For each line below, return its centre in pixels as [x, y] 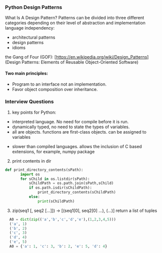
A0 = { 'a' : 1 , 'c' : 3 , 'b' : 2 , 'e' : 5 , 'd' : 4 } [58, 246]
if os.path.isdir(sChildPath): [60, 188]
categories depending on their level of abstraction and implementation [75, 23]
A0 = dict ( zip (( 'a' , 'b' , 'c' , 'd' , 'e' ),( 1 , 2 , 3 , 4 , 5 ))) [63, 219]
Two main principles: [27, 73]
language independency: [30, 28]
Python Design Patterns [33, 7]
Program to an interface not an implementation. [59, 84]
